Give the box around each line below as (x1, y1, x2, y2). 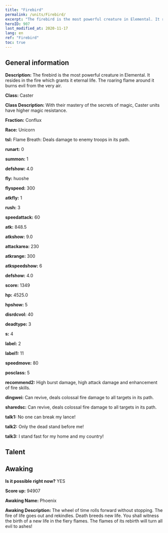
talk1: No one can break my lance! (5, 414, 76, 420)
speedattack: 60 (5, 214, 40, 220)
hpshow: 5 (5, 301, 28, 307)
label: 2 (5, 340, 21, 346)
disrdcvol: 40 (5, 311, 33, 317)
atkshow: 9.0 (5, 234, 33, 240)
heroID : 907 (5, 21, 30, 27)
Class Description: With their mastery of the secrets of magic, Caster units (5, 102, 160, 108)
